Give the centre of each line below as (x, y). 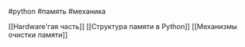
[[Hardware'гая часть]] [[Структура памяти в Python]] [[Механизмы (122, 26)
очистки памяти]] (38, 35)
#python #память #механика (57, 11)
